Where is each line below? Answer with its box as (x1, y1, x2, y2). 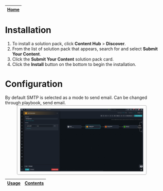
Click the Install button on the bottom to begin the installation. (12, 61, 136, 67)
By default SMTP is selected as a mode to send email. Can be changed (5, 95, 147, 100)
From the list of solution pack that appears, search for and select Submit (12, 46, 158, 52)
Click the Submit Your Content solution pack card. (12, 56, 114, 62)
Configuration (5, 78, 63, 90)
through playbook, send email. (5, 99, 66, 105)
